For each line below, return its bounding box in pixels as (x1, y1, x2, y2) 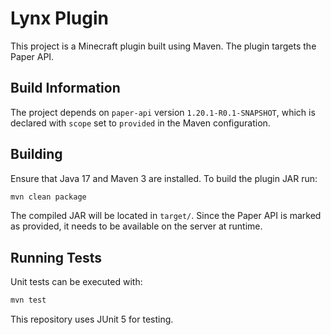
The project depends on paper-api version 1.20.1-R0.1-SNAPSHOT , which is (10, 106, 316, 118)
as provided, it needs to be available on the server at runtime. (10, 220, 263, 232)
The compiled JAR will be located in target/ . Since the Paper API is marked (10, 210, 322, 222)
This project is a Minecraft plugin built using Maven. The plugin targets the (10, 40, 317, 52)
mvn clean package (10, 192, 87, 202)
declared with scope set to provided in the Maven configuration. (10, 117, 271, 129)
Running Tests (10, 249, 102, 266)
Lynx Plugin (10, 7, 109, 30)
